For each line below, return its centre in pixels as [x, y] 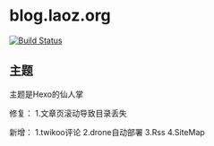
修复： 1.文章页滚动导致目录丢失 [68, 113]
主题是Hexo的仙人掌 [46, 94]
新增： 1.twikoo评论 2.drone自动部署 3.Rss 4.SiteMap [107, 132]
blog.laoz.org [60, 16]
